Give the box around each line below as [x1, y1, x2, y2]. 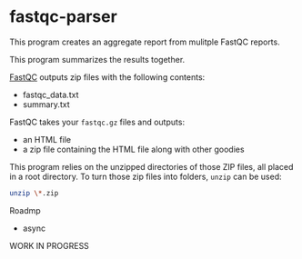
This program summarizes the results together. [9, 54, 186, 65]
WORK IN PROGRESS [9, 240, 89, 251]
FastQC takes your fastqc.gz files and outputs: [9, 116, 185, 127]
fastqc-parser [9, 6, 118, 27]
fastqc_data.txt [22, 89, 79, 100]
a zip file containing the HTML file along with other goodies [22, 144, 245, 154]
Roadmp [9, 204, 41, 215]
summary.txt [22, 98, 70, 110]
